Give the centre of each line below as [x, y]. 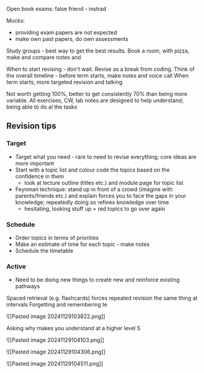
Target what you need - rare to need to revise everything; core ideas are [106, 157]
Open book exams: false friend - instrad [56, 9]
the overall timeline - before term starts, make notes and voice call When [97, 75]
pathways [27, 286]
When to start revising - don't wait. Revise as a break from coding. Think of [100, 69]
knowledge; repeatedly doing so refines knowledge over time [92, 202]
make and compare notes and [44, 57]
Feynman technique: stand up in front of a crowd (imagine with [94, 189]
